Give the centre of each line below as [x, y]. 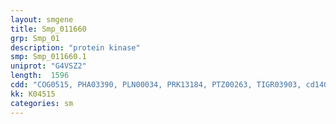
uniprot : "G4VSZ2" [48, 66]
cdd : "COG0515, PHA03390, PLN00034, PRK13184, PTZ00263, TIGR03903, [156, 85]
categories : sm [42, 103]
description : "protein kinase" [75, 47]
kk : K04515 [33, 94]
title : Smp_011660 [48, 29]
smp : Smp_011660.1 [48, 57]
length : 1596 [40, 76]
